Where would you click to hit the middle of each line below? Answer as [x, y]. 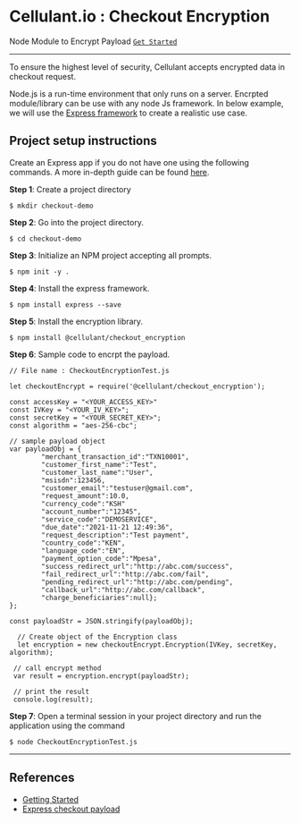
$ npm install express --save [66, 305]
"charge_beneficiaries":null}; [100, 598]
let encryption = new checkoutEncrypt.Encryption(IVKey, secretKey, [147, 645]
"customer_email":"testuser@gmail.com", [117, 488]
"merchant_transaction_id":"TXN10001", [116, 457]
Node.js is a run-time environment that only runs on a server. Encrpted [139, 93]
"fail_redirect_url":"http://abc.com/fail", [125, 574]
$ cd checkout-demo [46, 239]
